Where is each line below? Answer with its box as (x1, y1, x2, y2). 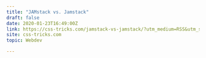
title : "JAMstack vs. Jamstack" (6, 9, 89, 15)
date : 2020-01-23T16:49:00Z (6, 20, 78, 26)
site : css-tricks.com (6, 32, 62, 38)
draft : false (6, 15, 40, 21)
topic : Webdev (6, 37, 43, 43)
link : (6, 26, 20, 32)
